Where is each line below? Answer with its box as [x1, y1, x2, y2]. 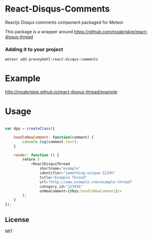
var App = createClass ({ [5, 126, 55, 131]
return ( [22, 157, 40, 162]
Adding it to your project [5, 46, 64, 53]
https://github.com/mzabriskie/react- [74, 29, 148, 34]
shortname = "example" [39, 166, 81, 171]
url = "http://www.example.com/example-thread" [39, 179, 133, 184]
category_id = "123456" [39, 184, 83, 189]
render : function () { [14, 152, 59, 158]
